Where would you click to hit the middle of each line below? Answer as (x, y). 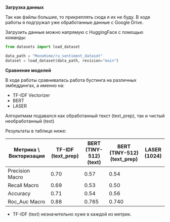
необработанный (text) (30, 121)
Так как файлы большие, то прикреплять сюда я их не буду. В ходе (78, 17)
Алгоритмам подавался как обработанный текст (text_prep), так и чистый (85, 116)
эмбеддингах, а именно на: (35, 85)
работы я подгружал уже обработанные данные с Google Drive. (74, 22)
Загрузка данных (25, 7)
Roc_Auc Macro (27, 201)
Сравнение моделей (28, 70)
